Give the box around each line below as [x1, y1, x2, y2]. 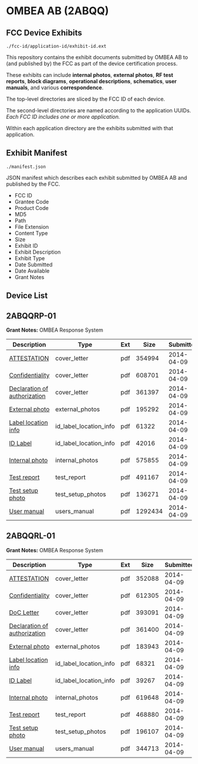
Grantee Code [14, 198, 49, 205]
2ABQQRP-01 [6, 310, 57, 321]
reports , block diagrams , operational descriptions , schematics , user [6, 78, 177, 85]
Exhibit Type [14, 254, 45, 261]
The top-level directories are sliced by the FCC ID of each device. [6, 96, 166, 102]
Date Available [14, 267, 50, 274]
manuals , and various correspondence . [6, 84, 104, 91]
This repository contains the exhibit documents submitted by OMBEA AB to [6, 54, 189, 60]
